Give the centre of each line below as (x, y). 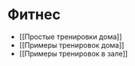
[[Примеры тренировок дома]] (71, 45)
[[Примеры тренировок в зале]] (73, 53)
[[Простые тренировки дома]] (70, 37)
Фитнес (34, 15)
